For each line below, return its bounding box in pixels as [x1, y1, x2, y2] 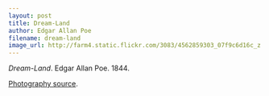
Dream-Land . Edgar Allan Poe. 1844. [8, 63, 130, 73]
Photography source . [8, 79, 78, 89]
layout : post [8, 11, 52, 20]
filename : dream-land [8, 34, 81, 42]
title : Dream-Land [8, 19, 70, 27]
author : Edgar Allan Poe [8, 26, 92, 34]
